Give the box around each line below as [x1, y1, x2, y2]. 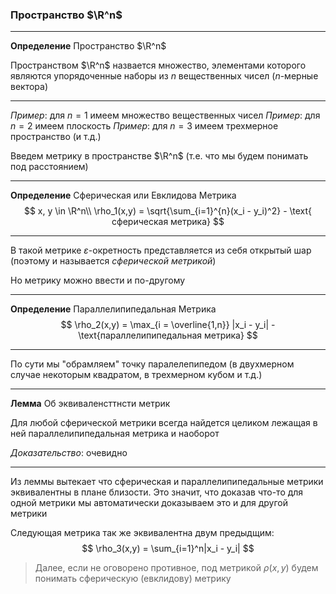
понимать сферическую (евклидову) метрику [34, 573, 232, 585]
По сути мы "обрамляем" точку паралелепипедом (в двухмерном [10, 358, 295, 370]
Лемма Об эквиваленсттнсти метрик [10, 398, 171, 410]
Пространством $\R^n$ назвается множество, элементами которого [10, 59, 307, 72]
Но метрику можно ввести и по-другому [10, 274, 186, 287]
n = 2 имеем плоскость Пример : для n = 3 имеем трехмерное [10, 120, 279, 132]
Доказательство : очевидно [10, 447, 128, 459]
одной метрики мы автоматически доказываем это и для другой [10, 497, 288, 509]
